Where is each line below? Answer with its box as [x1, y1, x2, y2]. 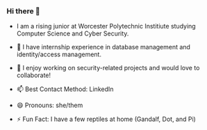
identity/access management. [16, 50, 102, 58]
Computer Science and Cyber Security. [16, 29, 129, 38]
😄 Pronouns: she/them [16, 101, 83, 110]
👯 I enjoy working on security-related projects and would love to [16, 64, 200, 72]
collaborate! [16, 71, 51, 79]
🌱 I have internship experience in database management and [16, 43, 190, 51]
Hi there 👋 [6, 6, 41, 16]
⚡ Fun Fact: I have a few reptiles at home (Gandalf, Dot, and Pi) [16, 115, 196, 124]
